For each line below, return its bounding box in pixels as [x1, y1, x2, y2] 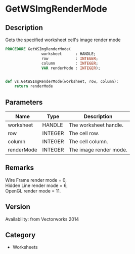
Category [5, 231, 36, 239]
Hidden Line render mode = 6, [5, 182, 68, 188]
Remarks [5, 164, 34, 172]
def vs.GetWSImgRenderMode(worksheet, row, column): [5, 79, 119, 84]
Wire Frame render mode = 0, [5, 177, 67, 183]
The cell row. [69, 130, 100, 137]
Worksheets [12, 244, 38, 250]
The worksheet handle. [69, 121, 124, 129]
